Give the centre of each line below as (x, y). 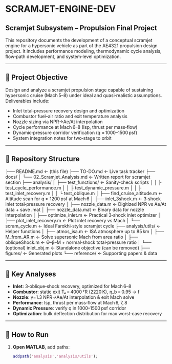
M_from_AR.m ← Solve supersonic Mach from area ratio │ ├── (72, 237)
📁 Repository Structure (42, 159)
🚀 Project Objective (37, 78)
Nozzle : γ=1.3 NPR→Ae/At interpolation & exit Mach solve (73, 297)
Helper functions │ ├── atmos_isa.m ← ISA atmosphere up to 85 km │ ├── (85, 231)
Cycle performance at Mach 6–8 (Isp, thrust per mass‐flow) (75, 127)
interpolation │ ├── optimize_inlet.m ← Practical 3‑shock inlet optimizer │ (83, 215)
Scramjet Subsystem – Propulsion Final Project (81, 28)
